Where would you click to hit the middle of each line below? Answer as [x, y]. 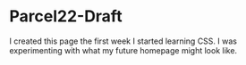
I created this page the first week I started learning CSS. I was [123, 41]
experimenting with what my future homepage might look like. [123, 50]
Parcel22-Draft [66, 16]
